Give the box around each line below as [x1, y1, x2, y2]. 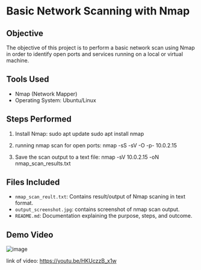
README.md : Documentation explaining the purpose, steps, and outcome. [14, 212, 193, 219]
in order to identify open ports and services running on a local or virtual [6, 51, 184, 58]
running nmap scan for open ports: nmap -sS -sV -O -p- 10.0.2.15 [14, 141, 178, 149]
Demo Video [6, 230, 54, 240]
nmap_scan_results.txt [14, 159, 71, 167]
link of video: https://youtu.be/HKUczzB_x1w [6, 257, 117, 265]
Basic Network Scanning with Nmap [6, 4, 190, 18]
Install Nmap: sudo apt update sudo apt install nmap [14, 130, 144, 137]
